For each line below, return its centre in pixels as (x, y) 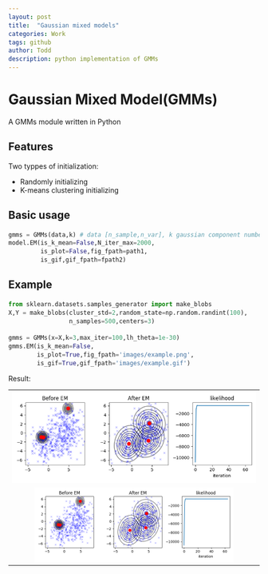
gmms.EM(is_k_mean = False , (51, 347)
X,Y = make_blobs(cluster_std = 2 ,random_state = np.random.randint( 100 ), (128, 313)
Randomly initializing (54, 181)
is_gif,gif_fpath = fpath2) (83, 260)
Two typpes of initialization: (53, 166)
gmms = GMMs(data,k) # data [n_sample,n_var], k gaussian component (124, 235)
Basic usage (39, 215)
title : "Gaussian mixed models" (64, 25)
